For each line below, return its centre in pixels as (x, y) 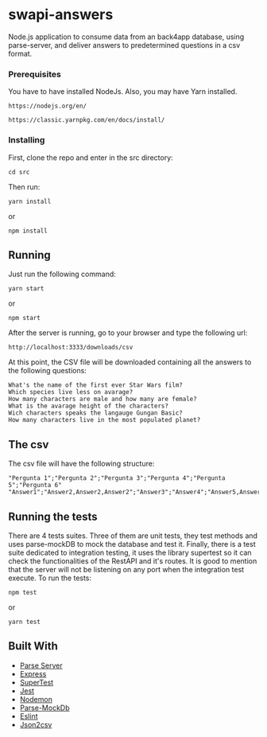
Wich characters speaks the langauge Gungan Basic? (95, 413)
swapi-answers (61, 15)
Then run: (24, 187)
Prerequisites (35, 74)
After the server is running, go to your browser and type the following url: (128, 333)
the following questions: (48, 371)
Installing (27, 140)
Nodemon (36, 699)
